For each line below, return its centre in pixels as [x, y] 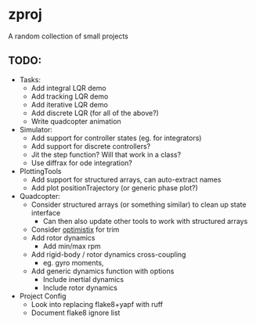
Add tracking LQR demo [70, 96]
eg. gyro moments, [73, 262]
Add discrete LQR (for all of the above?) [95, 113]
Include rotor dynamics [80, 287]
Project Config [43, 296]
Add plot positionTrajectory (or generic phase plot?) [114, 188]
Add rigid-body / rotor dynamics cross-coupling [108, 254]
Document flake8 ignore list [76, 312]
